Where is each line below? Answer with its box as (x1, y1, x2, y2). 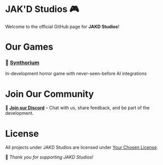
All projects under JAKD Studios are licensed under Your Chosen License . (5, 144, 158, 150)
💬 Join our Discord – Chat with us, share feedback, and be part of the (5, 105, 150, 111)
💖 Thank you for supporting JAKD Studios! (5, 154, 94, 160)
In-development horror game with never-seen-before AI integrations (5, 70, 147, 76)
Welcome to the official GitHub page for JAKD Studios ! (5, 23, 120, 30)
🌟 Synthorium (5, 59, 39, 66)
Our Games (5, 41, 54, 53)
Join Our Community (5, 88, 94, 100)
